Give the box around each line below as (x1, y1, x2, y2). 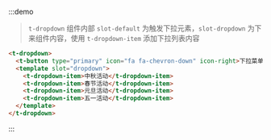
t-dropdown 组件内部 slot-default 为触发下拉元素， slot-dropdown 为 (27, 23, 256, 33)
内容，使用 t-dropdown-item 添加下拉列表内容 (49, 34, 200, 43)
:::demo (8, 7, 34, 16)
